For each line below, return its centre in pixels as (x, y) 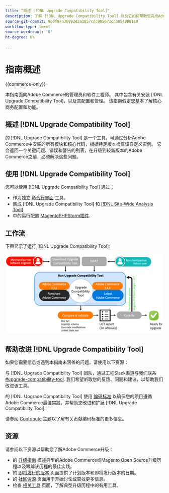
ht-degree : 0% (20, 37)
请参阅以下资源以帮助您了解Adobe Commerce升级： (59, 449)
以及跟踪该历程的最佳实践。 (46, 466)
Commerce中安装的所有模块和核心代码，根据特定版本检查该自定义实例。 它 (83, 144)
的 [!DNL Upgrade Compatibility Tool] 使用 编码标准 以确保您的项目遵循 (79, 397)
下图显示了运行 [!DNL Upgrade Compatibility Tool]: (58, 246)
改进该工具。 (18, 386)
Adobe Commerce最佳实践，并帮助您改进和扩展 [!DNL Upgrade (71, 403)
